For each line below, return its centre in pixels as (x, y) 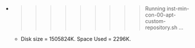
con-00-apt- (161, 15)
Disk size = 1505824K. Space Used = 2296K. (76, 39)
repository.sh (161, 27)
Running (155, 9)
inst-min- (178, 9)
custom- (155, 21)
